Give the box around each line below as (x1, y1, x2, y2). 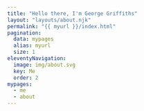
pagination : (7, 29, 42, 37)
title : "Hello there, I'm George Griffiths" (7, 10, 138, 17)
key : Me (13, 68, 36, 74)
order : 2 (13, 74, 39, 81)
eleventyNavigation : (7, 55, 67, 62)
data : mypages (13, 36, 54, 43)
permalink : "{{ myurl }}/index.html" (7, 23, 116, 30)
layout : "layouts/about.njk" (7, 17, 91, 23)
